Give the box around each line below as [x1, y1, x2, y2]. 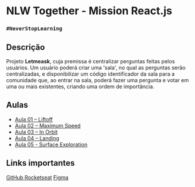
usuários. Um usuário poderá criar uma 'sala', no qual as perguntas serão [6, 64, 186, 71]
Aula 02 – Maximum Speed [14, 122, 81, 129]
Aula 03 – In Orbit [14, 128, 58, 136]
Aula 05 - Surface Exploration [14, 141, 88, 148]
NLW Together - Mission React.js [6, 4, 172, 18]
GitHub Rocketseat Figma [6, 173, 69, 181]
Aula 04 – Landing [14, 134, 59, 141]
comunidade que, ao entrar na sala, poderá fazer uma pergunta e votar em [6, 76, 189, 83]
